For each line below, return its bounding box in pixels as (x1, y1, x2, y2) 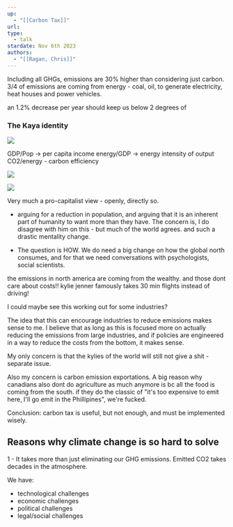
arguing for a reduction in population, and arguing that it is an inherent (17, 210, 218, 218)
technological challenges (17, 489, 89, 498)
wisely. (7, 416, 28, 424)
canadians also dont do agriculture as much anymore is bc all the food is (7, 380, 216, 389)
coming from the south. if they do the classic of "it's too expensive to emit (7, 388, 219, 396)
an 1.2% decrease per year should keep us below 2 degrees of (7, 103, 187, 112)
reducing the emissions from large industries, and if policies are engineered (7, 331, 224, 339)
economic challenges (17, 496, 79, 505)
